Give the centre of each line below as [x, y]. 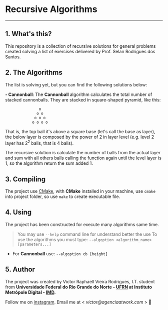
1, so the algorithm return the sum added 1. [49, 163]
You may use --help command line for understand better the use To [87, 234]
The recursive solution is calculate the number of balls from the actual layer [83, 153]
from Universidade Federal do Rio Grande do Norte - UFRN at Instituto [79, 287]
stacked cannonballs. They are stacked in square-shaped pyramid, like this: [83, 99]
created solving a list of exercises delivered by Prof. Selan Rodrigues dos [80, 51]
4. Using [18, 212]
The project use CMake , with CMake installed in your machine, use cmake [80, 191]
